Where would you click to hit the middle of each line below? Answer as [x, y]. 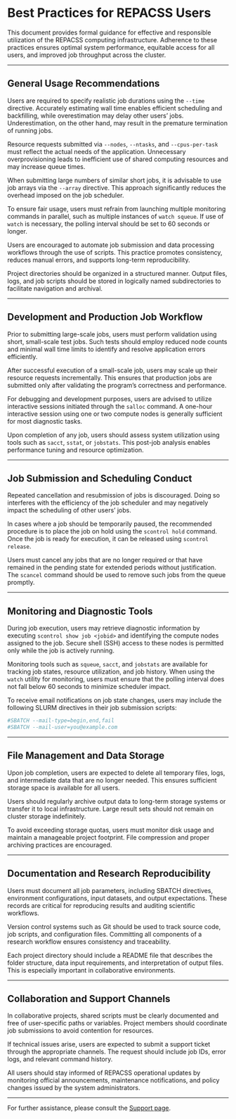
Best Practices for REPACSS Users [109, 13]
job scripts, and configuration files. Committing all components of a [105, 934]
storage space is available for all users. [64, 788]
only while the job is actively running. [61, 651]
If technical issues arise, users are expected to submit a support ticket [109, 1044]
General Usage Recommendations [84, 83]
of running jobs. [30, 130]
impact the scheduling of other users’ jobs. [69, 510]
